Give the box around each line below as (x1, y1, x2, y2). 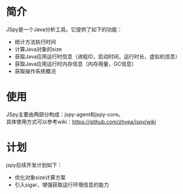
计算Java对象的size (14, 45, 62, 53)
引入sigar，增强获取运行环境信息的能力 (14, 181, 110, 188)
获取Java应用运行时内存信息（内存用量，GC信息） (14, 60, 137, 67)
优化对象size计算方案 (14, 173, 66, 181)
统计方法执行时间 (14, 38, 56, 45)
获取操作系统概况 (14, 67, 56, 74)
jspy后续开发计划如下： (6, 161, 63, 168)
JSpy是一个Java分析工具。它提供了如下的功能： (6, 26, 123, 33)
